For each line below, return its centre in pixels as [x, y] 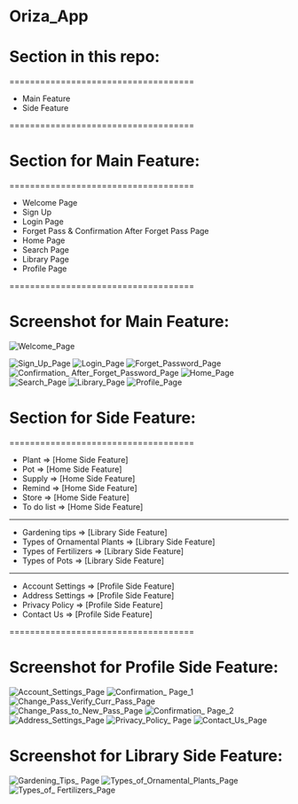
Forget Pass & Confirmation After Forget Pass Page [115, 231]
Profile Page [44, 269]
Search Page [45, 250]
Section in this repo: [85, 57]
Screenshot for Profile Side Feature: [144, 667]
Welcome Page [50, 203]
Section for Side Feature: [103, 418]
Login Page [43, 222]
